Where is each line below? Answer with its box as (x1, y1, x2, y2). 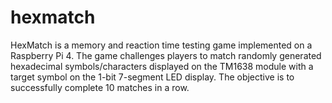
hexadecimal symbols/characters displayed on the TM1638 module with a (10, 60, 314, 72)
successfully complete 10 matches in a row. (10, 81, 190, 93)
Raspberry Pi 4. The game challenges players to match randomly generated (10, 49, 322, 61)
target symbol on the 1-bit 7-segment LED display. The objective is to (10, 71, 295, 83)
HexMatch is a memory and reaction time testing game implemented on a (10, 39, 313, 51)
